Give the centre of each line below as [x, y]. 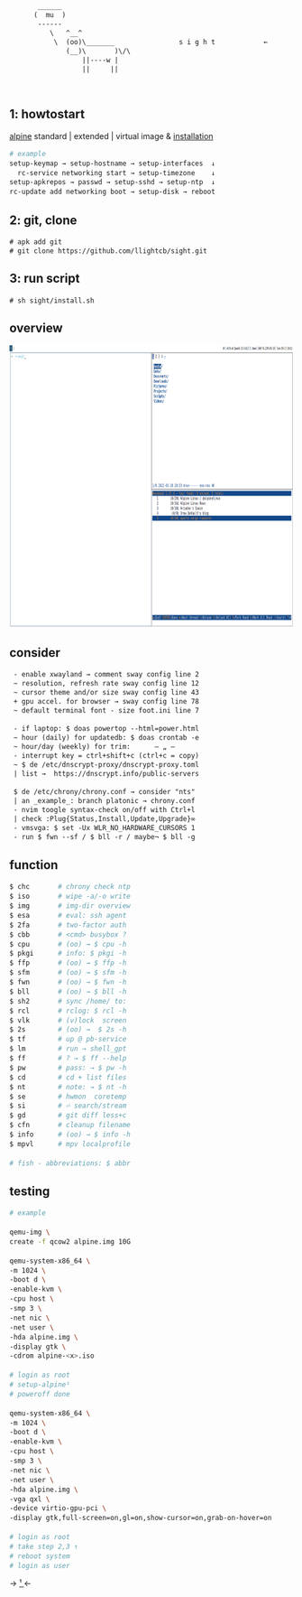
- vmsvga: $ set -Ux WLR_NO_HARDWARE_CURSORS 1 [104, 828]
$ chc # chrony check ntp [70, 887]
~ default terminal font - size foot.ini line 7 [106, 711]
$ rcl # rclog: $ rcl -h [68, 1011]
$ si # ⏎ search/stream [68, 1106]
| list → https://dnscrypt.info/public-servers [106, 774]
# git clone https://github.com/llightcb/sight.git [108, 251]
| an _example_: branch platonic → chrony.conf [104, 801]
